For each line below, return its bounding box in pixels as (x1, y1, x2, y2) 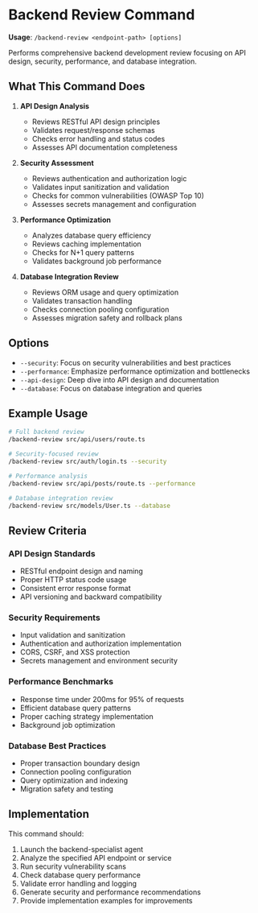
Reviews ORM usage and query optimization (31, 287, 179, 297)
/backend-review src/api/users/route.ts (8, 436, 146, 444)
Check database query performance (19, 870, 141, 879)
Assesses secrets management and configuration (31, 199, 197, 209)
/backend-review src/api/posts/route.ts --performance (8, 479, 196, 488)
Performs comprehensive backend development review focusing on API (8, 48, 247, 57)
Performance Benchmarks (8, 676, 114, 688)
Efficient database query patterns (19, 703, 131, 713)
